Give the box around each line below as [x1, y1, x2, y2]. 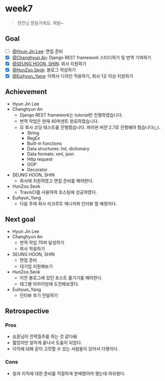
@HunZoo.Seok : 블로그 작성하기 [12, 67, 76, 73]
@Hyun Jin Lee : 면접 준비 [12, 48, 63, 54]
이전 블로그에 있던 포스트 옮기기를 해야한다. [19, 275, 103, 281]
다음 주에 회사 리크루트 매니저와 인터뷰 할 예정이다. [19, 201, 117, 207]
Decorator [27, 167, 48, 172]
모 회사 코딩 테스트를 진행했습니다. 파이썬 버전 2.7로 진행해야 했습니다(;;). [19, 124, 161, 130]
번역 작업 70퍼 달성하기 [19, 239, 65, 245]
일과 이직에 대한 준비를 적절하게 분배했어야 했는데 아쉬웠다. [12, 370, 126, 376]
